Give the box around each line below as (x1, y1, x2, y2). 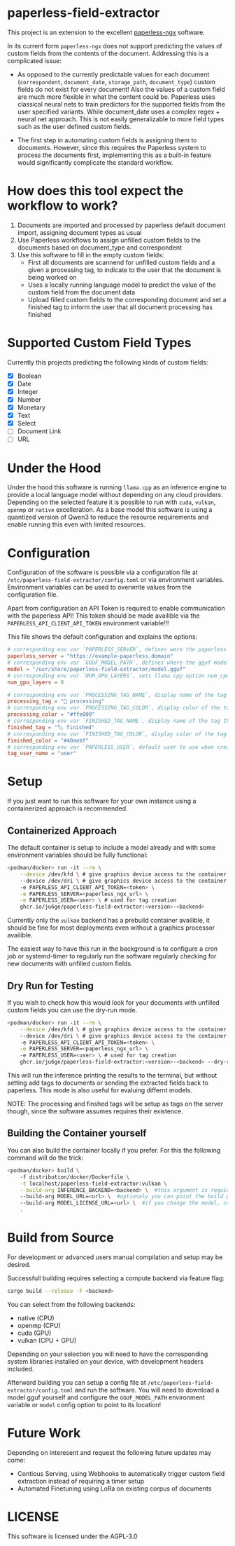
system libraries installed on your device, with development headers (7, 1357, 204, 1365)
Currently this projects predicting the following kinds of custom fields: (7, 358, 208, 366)
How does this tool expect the (7, 183, 184, 199)
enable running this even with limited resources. (7, 520, 145, 529)
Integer (17, 387, 38, 395)
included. (7, 1364, 34, 1373)
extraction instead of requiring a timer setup (17, 1477, 145, 1485)
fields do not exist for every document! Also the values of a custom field (17, 85, 225, 93)
